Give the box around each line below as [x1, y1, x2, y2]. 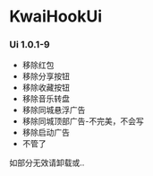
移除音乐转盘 [21, 93, 70, 104]
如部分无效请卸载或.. [9, 157, 85, 168]
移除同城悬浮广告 [21, 105, 86, 116]
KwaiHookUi [9, 6, 103, 27]
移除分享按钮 [21, 71, 70, 82]
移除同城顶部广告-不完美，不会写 [21, 116, 145, 127]
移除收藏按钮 [21, 83, 70, 93]
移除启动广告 [21, 128, 70, 138]
